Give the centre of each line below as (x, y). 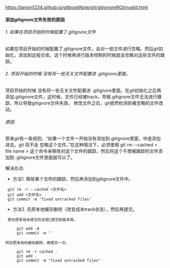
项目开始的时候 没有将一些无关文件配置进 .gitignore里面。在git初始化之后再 (83, 90)
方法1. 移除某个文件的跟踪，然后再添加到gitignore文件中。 (73, 179)
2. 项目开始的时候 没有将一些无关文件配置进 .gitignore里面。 (68, 74)
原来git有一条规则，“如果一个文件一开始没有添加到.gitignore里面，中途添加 (83, 139)
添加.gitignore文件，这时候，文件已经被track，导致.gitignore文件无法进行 (81, 97)
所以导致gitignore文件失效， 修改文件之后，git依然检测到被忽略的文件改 (89, 103)
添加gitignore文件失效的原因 (35, 19)
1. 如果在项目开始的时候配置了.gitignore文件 (51, 32)
